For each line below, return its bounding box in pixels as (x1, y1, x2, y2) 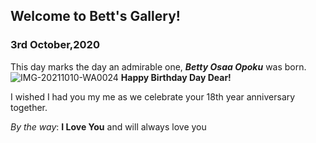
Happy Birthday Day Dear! (120, 71, 232, 83)
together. (10, 101, 48, 113)
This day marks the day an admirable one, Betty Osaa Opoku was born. (10, 60, 307, 73)
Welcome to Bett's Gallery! (10, 8, 181, 25)
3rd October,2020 (10, 38, 100, 52)
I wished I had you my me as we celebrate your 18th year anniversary (10, 90, 296, 103)
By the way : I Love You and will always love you (10, 120, 207, 133)
